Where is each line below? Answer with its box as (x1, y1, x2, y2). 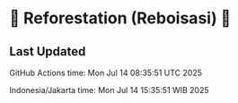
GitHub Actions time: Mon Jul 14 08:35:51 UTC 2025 (9, 67, 202, 78)
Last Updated (9, 44, 86, 59)
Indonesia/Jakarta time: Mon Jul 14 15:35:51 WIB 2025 (9, 85, 209, 95)
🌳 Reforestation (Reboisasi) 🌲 (9, 8, 232, 29)
